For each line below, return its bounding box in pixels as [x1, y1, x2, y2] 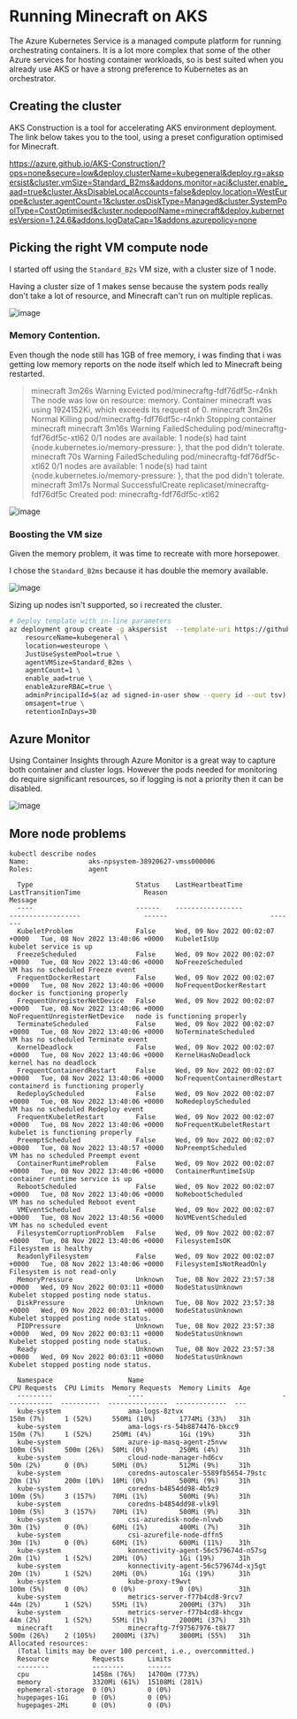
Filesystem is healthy [9, 1245, 93, 1254]
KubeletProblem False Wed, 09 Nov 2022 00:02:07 [17, 927, 275, 936]
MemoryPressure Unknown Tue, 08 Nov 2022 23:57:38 [17, 1276, 275, 1285]
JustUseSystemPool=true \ [25, 649, 121, 658]
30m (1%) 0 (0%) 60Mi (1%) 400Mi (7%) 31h [9, 1523, 251, 1532]
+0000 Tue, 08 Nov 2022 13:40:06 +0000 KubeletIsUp [9, 935, 219, 944]
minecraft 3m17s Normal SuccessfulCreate [30, 480, 187, 490]
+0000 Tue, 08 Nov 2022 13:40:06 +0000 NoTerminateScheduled [9, 1028, 255, 1037]
